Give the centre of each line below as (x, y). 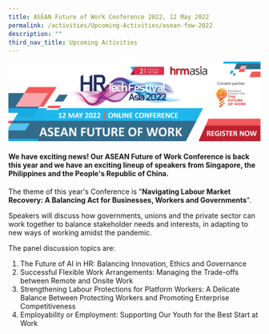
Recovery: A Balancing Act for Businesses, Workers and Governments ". (130, 200)
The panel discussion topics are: (62, 248)
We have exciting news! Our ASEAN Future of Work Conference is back (129, 157)
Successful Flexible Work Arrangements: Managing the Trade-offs (129, 272)
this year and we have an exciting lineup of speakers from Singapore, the (132, 165)
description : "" (35, 34)
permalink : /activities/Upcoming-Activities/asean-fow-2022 (111, 25)
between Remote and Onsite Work (76, 281)
